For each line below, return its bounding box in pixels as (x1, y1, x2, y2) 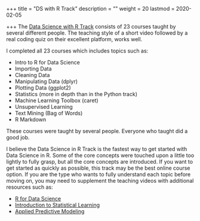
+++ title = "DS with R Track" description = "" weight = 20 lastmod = (6, 5, 175, 12)
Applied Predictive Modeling (14, 208, 85, 214)
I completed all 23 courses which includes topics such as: (6, 47, 149, 54)
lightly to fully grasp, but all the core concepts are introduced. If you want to (6, 158, 193, 165)
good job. (6, 134, 30, 141)
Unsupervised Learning (14, 103, 73, 110)
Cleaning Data (14, 72, 50, 78)
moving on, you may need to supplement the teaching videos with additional (6, 177, 194, 184)
